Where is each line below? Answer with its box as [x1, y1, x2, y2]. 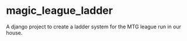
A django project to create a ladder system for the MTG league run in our [6, 23, 182, 30]
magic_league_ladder [6, 4, 113, 17]
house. [6, 29, 23, 36]
